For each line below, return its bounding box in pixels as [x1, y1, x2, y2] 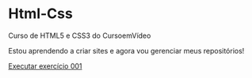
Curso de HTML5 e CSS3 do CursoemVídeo [8, 31, 151, 40]
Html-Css [8, 5, 73, 23]
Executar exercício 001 [8, 61, 82, 71]
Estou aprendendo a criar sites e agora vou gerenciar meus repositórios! [8, 46, 245, 55]
